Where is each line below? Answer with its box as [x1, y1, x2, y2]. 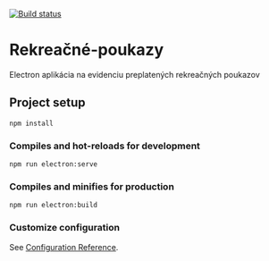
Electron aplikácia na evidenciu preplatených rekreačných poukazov [9, 69, 261, 80]
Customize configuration [9, 222, 121, 234]
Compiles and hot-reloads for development [9, 139, 201, 152]
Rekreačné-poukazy [9, 40, 164, 60]
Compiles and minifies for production [9, 180, 174, 192]
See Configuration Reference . [9, 241, 119, 252]
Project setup [9, 95, 87, 111]
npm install [9, 119, 54, 128]
